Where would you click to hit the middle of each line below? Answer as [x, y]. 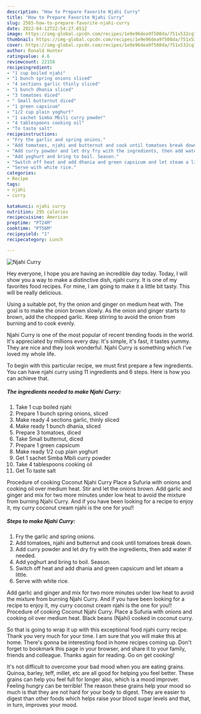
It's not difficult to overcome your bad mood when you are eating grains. [96, 666]
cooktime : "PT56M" [30, 229]
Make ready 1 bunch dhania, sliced [58, 426]
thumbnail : [20, 40]
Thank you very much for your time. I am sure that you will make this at [94, 636]
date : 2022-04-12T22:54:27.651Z [47, 28]
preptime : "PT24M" [30, 223]
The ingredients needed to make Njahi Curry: [64, 392]
